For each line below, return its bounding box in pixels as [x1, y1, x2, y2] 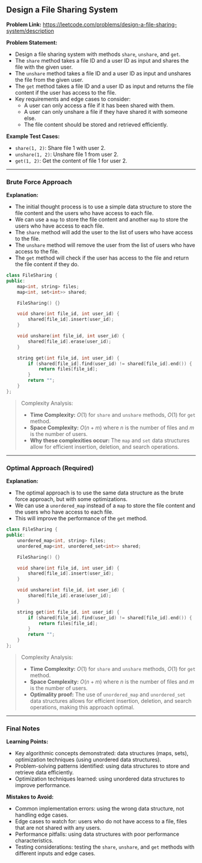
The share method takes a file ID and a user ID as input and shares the [14, 57, 189, 64]
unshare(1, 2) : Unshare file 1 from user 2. [14, 151, 119, 158]
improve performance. [14, 782, 71, 789]
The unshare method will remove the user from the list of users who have [14, 241, 195, 249]
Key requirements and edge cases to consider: [14, 95, 131, 102]
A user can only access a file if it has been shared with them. [23, 102, 176, 109]
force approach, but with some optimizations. [14, 496, 128, 503]
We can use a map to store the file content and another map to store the [14, 216, 188, 223]
